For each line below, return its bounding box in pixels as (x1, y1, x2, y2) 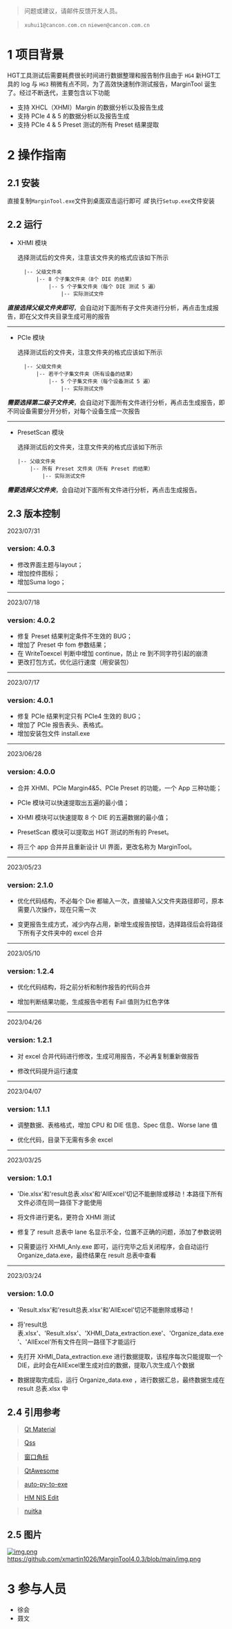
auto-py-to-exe (23, 1480, 68, 1488)
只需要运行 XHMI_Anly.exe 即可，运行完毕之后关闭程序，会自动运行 (17, 1243, 209, 1251)
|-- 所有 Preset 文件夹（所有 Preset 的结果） (30, 465, 154, 472)
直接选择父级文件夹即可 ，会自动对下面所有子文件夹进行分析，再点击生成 (7, 303, 213, 312)
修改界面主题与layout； (17, 560, 84, 568)
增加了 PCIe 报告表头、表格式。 (17, 721, 107, 729)
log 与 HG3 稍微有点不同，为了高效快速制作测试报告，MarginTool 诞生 (20, 80, 217, 88)
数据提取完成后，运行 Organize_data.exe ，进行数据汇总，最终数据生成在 (17, 1376, 225, 1384)
